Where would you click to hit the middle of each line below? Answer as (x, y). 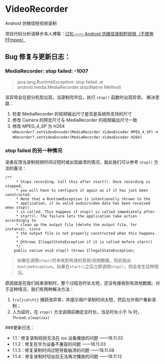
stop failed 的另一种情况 (34, 150)
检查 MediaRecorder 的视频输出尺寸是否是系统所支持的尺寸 (72, 113)
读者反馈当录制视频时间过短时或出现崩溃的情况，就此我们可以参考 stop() (79, 162)
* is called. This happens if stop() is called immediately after (85, 212)
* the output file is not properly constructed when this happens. (86, 233)
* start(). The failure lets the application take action (77, 216)
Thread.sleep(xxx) (31, 318)
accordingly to (21, 220)
